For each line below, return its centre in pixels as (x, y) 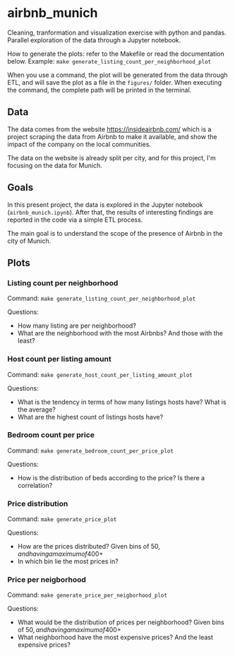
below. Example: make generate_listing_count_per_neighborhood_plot (109, 61)
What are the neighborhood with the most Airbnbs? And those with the (120, 333)
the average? (37, 409)
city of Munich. (29, 241)
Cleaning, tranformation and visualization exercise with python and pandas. (117, 32)
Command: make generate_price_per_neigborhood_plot (88, 595)
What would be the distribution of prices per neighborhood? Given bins (121, 622)
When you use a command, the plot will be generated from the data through (117, 75)
